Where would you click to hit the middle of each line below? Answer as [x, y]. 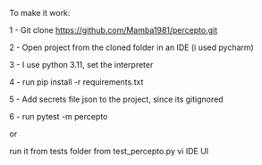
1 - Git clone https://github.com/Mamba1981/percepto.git [113, 30]
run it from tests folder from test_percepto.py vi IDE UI [109, 151]
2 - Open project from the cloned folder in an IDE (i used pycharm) [132, 47]
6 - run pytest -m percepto [59, 116]
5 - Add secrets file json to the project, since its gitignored [116, 99]
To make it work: [40, 13]
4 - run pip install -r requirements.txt [76, 82]
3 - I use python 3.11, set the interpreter [81, 65]
